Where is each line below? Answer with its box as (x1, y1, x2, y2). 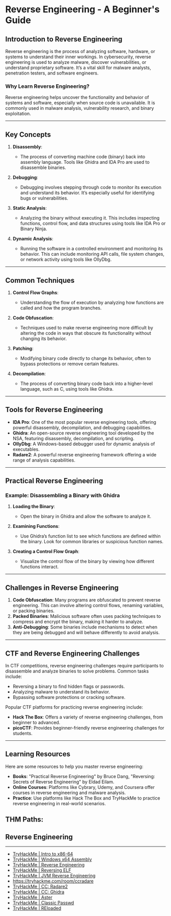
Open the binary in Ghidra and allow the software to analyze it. (20, 513, 152, 519)
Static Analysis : (12, 205, 47, 211)
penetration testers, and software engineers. (5, 70, 99, 76)
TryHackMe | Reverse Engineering (12, 862, 85, 868)
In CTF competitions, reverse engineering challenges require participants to (5, 663, 164, 669)
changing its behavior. (20, 335, 67, 342)
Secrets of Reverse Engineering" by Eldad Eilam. (12, 779, 115, 785)
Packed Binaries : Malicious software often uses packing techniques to (12, 613, 161, 619)
